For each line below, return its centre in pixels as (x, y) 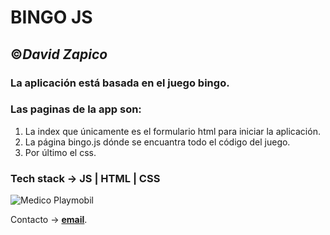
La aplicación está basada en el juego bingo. (120, 83)
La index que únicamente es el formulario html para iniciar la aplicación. (172, 131)
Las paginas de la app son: (76, 109)
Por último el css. (60, 152)
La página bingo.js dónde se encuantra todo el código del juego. (157, 142)
